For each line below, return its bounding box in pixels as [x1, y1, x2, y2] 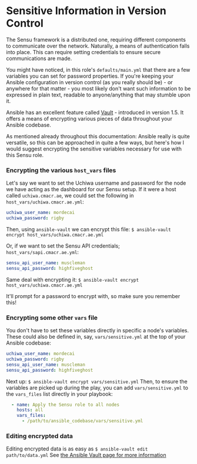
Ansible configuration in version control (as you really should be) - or [6, 78, 173, 86]
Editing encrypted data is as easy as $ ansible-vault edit [6, 445, 148, 452]
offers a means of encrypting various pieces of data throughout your [6, 115, 172, 122]
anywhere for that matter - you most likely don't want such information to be [6, 85, 191, 92]
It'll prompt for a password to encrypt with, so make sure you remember [6, 292, 181, 299]
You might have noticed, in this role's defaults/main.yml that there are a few [6, 66, 191, 73]
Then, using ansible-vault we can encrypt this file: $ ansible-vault [6, 225, 172, 233]
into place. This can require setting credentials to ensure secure [6, 48, 161, 55]
